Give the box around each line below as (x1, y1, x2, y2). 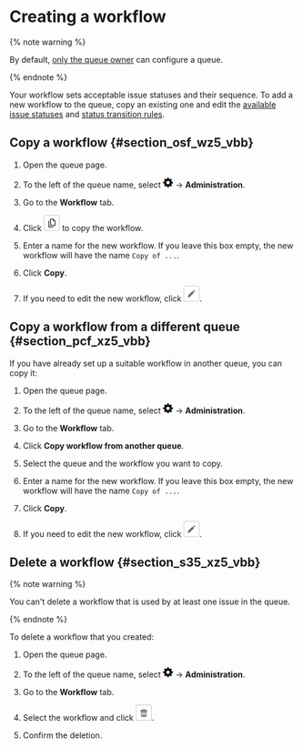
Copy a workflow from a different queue (9, 319, 241, 335)
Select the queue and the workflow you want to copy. (22, 458, 223, 469)
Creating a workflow (9, 6, 167, 27)
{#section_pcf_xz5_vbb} (9, 334, 152, 349)
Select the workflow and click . (22, 713, 155, 723)
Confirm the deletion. (22, 730, 103, 741)
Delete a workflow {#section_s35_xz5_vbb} (9, 554, 261, 570)
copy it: (9, 367, 38, 379)
